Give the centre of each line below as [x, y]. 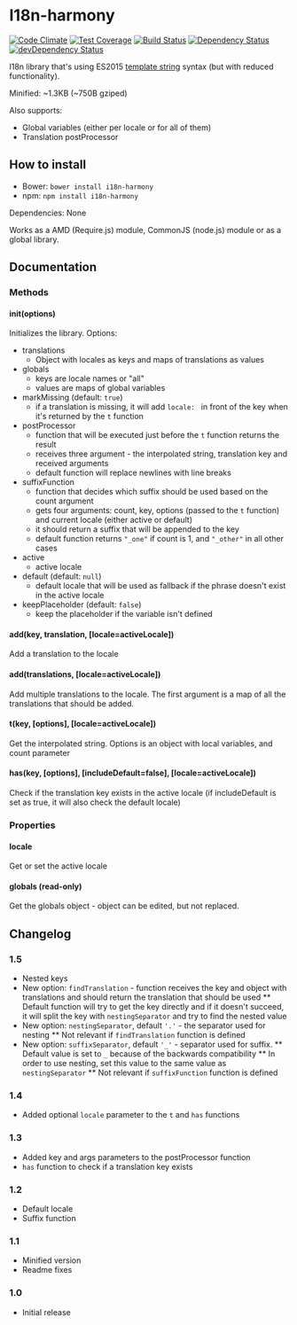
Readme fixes [47, 1270]
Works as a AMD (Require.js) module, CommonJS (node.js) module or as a [145, 230]
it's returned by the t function [90, 417]
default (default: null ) [62, 576]
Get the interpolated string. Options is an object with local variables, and [141, 743]
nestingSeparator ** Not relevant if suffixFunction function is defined [150, 1072]
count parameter [40, 752]
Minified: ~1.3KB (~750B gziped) [68, 93]
